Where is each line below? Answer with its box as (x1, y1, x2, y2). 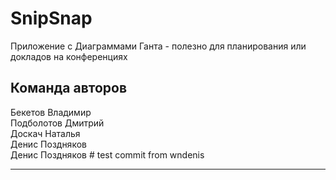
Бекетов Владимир (10, 106, 92, 118)
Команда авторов (10, 80, 128, 97)
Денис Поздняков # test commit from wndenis (10, 148, 205, 161)
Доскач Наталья (10, 127, 81, 139)
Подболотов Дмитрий (10, 117, 105, 129)
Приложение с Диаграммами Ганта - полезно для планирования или (10, 40, 307, 52)
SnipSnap (10, 7, 93, 30)
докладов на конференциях (10, 50, 128, 62)
